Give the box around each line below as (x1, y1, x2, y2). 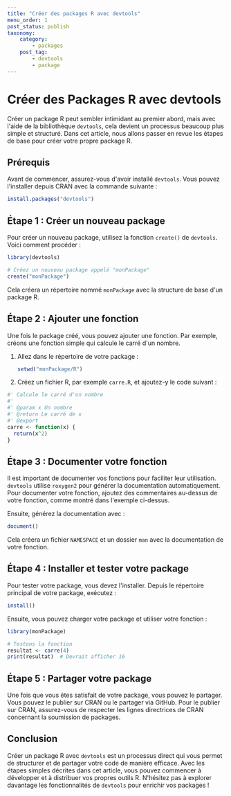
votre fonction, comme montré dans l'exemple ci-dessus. (7, 496, 170, 504)
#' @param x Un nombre (7, 405, 73, 412)
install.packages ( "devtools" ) (7, 195, 95, 203)
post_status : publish (7, 23, 70, 30)
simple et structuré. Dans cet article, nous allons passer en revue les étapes (7, 129, 223, 137)
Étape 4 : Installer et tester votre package (7, 563, 189, 575)
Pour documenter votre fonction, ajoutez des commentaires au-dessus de (7, 489, 218, 497)
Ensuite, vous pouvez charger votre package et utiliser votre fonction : (7, 614, 207, 623)
